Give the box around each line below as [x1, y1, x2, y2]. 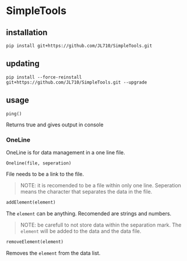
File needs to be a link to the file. [6, 170, 84, 177]
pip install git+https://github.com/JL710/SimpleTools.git [6, 43, 153, 49]
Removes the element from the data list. [6, 249, 101, 256]
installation [6, 28, 48, 37]
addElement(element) [6, 199, 57, 205]
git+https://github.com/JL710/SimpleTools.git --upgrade [6, 79, 147, 85]
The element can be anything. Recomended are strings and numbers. [6, 210, 172, 217]
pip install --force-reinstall [6, 74, 82, 80]
